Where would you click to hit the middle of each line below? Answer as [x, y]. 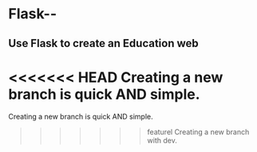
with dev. [162, 140]
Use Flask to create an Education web [104, 43]
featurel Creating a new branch [198, 131]
